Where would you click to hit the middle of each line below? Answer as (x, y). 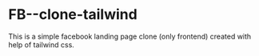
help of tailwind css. (41, 44)
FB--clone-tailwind (73, 15)
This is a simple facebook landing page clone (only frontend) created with (130, 36)
